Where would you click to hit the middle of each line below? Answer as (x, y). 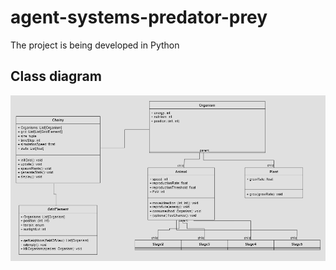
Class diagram (56, 76)
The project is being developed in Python (95, 45)
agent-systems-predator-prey (139, 17)
